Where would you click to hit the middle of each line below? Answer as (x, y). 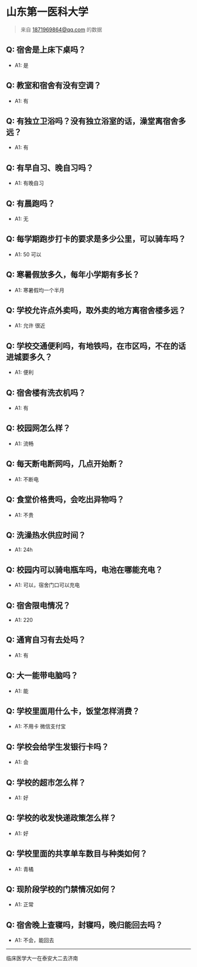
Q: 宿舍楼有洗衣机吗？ (46, 393)
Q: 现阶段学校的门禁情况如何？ (62, 890)
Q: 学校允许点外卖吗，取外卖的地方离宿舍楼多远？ (96, 311)
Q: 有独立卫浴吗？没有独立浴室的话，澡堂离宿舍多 (96, 121)
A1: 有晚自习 (29, 183)
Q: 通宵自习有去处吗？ (46, 640)
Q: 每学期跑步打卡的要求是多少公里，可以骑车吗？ (96, 239)
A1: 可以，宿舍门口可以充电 (47, 585)
